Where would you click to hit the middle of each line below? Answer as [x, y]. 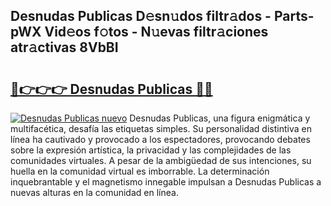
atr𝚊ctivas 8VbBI [64, 47]
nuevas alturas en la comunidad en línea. [94, 192]
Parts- [294, 16]
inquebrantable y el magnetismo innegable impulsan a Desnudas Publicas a [166, 182]
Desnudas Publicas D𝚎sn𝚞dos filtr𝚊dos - [141, 16]
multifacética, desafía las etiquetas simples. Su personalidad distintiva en [161, 128]
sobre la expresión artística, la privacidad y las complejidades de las [151, 150]
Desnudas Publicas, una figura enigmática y [220, 118]
